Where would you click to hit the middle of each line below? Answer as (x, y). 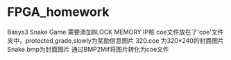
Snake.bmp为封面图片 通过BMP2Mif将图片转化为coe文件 (88, 49)
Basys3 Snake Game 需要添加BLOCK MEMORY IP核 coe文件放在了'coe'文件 (115, 32)
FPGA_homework (58, 12)
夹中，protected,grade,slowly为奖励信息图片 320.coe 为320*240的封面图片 (115, 40)
